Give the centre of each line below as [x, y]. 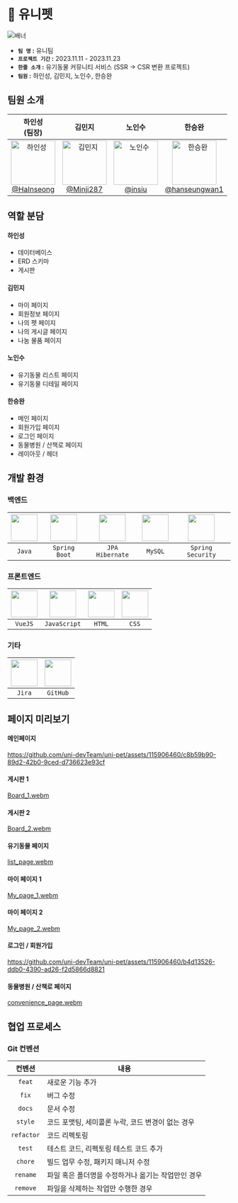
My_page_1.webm [33, 895]
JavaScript [63, 623]
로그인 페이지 [36, 435]
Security [201, 554]
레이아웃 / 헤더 [38, 453]
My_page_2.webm [34, 928]
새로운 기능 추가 [72, 1082]
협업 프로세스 [34, 1026]
